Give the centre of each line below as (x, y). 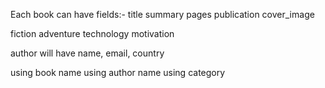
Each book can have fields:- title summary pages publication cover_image (162, 14)
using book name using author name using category (118, 72)
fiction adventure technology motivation (92, 33)
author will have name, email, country (87, 53)
